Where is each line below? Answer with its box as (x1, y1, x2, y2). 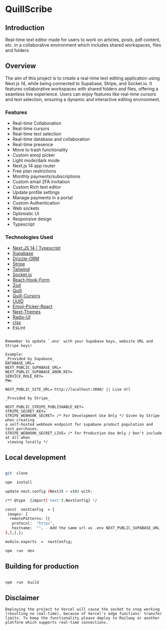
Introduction (5, 24, 45, 32)
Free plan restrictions (12, 168, 56, 174)
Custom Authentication (12, 200, 60, 206)
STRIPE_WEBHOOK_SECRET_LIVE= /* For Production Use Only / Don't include (5, 431, 162, 436)
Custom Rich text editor (12, 184, 61, 190)
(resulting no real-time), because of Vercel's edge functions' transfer (5, 611, 162, 616)
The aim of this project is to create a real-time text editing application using (5, 75, 160, 81)
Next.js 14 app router (12, 163, 56, 169)
